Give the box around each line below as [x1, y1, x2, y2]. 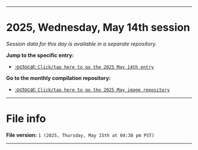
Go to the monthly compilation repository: [6, 74, 111, 81]
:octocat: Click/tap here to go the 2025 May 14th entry [14, 63, 154, 70]
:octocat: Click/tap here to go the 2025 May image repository [14, 86, 170, 93]
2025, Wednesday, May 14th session [6, 21, 190, 34]
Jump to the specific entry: [6, 51, 74, 59]
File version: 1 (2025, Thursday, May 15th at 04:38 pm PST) [6, 131, 155, 138]
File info [6, 112, 46, 125]
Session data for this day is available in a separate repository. [6, 40, 157, 47]
